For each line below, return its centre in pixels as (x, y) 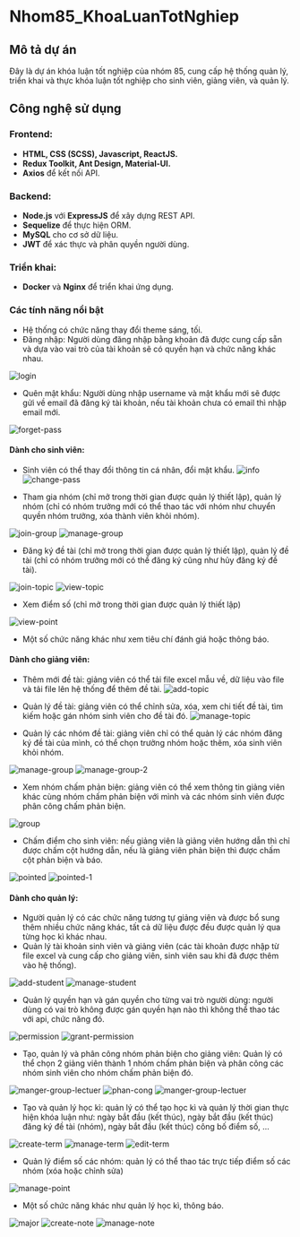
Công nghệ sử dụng (65, 109)
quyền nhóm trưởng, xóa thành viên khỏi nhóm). (111, 515)
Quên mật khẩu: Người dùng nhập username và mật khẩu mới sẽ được (151, 393)
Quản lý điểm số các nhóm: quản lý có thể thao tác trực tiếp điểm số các (156, 1162)
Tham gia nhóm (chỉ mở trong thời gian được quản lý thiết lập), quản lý (152, 497)
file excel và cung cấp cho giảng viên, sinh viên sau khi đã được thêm (150, 956)
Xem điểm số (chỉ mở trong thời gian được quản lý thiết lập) (132, 604)
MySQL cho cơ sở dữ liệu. (70, 234)
